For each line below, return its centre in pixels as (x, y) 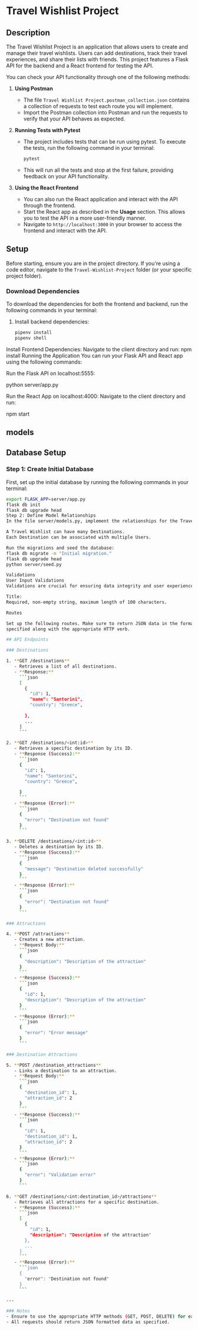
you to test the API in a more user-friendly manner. (85, 218)
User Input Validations (35, 581)
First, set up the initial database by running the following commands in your (98, 482)
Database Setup (36, 452)
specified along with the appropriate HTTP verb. (68, 629)
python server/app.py (32, 384)
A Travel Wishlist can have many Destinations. (66, 532)
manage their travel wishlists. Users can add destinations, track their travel (97, 53)
